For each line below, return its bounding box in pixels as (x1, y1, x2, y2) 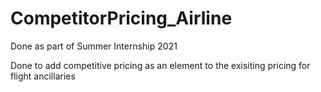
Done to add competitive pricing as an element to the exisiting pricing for (10, 59, 311, 71)
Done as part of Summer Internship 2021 (10, 40, 178, 52)
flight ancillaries (10, 70, 76, 82)
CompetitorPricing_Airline (10, 7, 233, 30)
